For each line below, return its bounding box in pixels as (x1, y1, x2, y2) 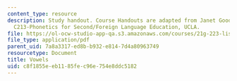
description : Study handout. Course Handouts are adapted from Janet (7, 17, 217, 24)
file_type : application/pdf (7, 37, 90, 44)
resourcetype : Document (7, 50, 78, 57)
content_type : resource (7, 10, 78, 18)
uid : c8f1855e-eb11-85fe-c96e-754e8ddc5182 (7, 63, 138, 70)
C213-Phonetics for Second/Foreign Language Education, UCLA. (13, 23, 200, 30)
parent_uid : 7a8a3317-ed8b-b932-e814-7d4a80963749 (7, 43, 159, 50)
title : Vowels (7, 56, 49, 63)
